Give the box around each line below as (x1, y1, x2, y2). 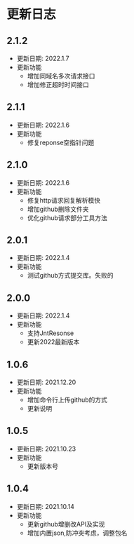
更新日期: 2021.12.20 (16, 378, 76, 386)
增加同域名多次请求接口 (27, 72, 95, 80)
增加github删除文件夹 (27, 205, 89, 213)
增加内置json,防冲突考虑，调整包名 (27, 529, 128, 537)
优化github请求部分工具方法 (27, 213, 108, 222)
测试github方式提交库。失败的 (27, 271, 114, 280)
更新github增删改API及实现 (27, 519, 105, 528)
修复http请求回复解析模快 (27, 196, 101, 204)
